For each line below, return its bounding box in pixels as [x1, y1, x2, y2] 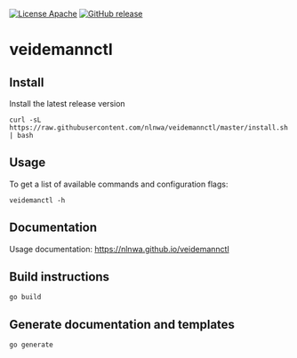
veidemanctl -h [9, 195, 66, 204]
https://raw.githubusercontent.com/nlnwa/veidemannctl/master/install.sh [9, 123, 289, 132]
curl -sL [9, 115, 42, 124]
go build [9, 293, 42, 302]
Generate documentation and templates [9, 316, 236, 332]
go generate [9, 340, 53, 350]
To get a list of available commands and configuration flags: [9, 179, 229, 189]
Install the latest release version [9, 99, 126, 108]
